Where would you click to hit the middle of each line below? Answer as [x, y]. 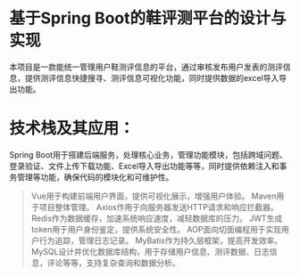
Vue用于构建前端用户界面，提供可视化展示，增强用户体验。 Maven [154, 196]
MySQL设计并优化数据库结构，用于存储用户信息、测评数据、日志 [150, 251]
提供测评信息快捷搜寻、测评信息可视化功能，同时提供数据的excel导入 [152, 77]
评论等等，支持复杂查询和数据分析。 [113, 263]
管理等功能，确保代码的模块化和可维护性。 [95, 177]
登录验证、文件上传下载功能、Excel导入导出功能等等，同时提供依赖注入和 [144, 166]
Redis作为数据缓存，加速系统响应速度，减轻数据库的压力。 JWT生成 [157, 218]
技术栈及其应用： [72, 129]
